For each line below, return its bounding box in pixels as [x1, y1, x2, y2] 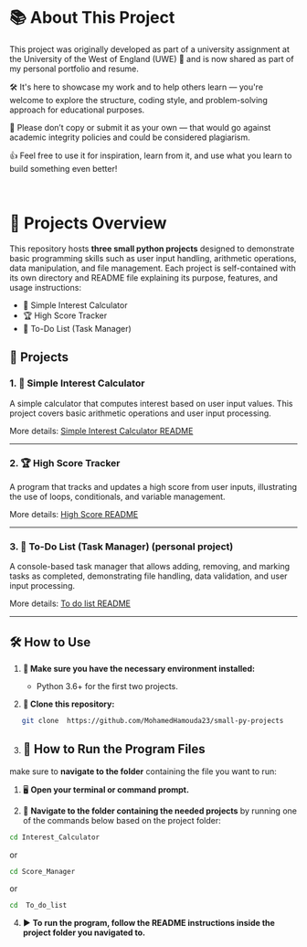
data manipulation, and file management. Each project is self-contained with [9, 262, 296, 273]
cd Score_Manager [9, 867, 76, 876]
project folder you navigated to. [22, 927, 146, 938]
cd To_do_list [9, 901, 68, 910]
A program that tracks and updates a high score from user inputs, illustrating [9, 481, 298, 492]
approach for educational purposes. [9, 104, 145, 115]
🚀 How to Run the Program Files [22, 741, 206, 757]
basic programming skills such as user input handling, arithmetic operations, [9, 252, 297, 263]
